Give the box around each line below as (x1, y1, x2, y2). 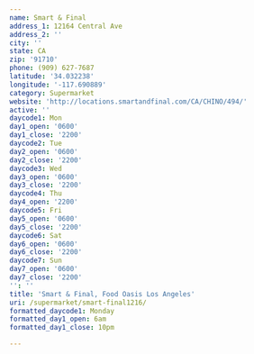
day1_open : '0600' (9, 123, 78, 132)
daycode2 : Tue (9, 139, 63, 148)
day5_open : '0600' (9, 213, 78, 223)
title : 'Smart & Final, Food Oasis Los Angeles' (9, 289, 195, 298)
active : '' (9, 105, 50, 114)
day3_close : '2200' (9, 181, 83, 190)
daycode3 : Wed (9, 164, 63, 173)
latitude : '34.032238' (9, 72, 95, 81)
